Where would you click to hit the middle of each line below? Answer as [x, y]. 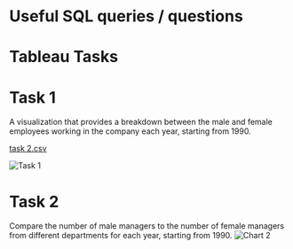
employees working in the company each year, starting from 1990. [130, 131]
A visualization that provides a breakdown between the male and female [141, 122]
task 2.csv [28, 149]
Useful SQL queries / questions [127, 16]
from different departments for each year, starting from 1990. [121, 236]
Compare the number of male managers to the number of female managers [147, 226]
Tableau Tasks [63, 57]
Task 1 [32, 97]
